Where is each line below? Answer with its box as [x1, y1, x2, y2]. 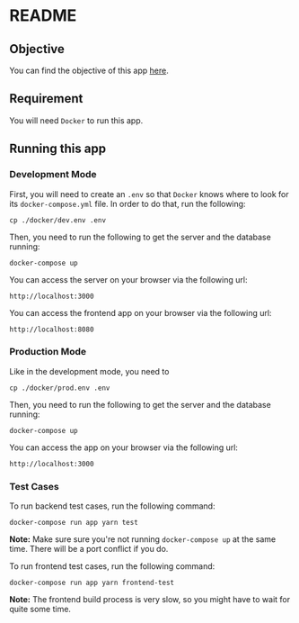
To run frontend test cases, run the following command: [9, 561, 215, 572]
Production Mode [9, 346, 87, 358]
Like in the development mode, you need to [9, 366, 170, 376]
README [9, 5, 77, 26]
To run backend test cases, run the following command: [9, 501, 215, 511]
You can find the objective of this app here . [9, 65, 169, 76]
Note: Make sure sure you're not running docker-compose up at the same [9, 534, 277, 545]
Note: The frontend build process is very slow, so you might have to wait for [9, 594, 291, 605]
